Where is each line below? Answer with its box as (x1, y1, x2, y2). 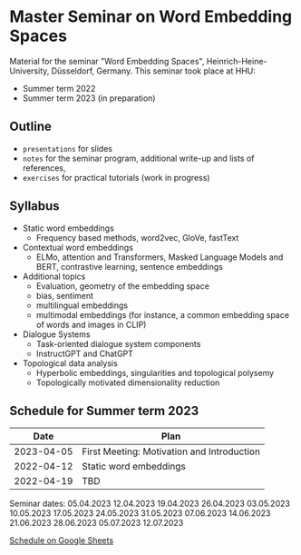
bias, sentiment (35, 290, 93, 301)
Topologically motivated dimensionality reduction (35, 377, 220, 388)
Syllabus (9, 198, 61, 214)
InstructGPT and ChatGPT (35, 348, 134, 359)
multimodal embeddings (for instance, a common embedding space (35, 309, 290, 320)
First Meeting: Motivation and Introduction (81, 445, 261, 458)
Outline (9, 119, 52, 134)
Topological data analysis (22, 357, 118, 369)
